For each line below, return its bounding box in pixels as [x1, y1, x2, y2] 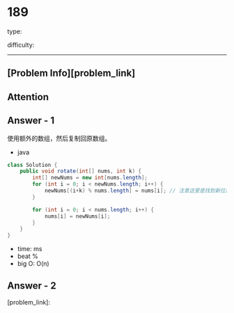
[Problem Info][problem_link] [7, 67, 136, 79]
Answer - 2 [7, 280, 57, 291]
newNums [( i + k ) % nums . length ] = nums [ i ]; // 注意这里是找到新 [44, 187, 221, 195]
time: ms [17, 245, 42, 253]
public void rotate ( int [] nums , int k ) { [19, 168, 141, 175]
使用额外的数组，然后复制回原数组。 [7, 134, 111, 143]
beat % [17, 252, 38, 261]
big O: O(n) [17, 259, 50, 268]
